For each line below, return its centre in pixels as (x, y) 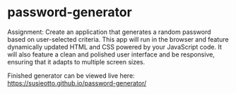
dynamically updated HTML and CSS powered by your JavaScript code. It (115, 47)
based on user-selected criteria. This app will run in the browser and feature (118, 39)
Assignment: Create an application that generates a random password (109, 32)
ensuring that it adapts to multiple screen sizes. (76, 61)
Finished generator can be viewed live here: (71, 76)
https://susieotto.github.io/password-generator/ (77, 83)
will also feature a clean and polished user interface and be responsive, (111, 54)
